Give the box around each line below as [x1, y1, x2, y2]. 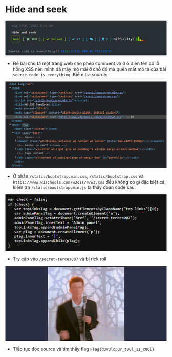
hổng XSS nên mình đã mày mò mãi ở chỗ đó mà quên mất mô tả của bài [12, 66, 166, 72]
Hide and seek [5, 4, 68, 15]
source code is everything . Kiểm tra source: [12, 72, 108, 78]
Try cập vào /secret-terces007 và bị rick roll [12, 256, 106, 262]
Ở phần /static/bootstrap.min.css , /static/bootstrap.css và [12, 173, 144, 180]
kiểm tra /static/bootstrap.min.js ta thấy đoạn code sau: [12, 184, 136, 190]
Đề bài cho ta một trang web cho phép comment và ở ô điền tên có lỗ [12, 60, 160, 67]
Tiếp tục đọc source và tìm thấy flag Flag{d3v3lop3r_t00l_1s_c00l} [12, 346, 155, 352]
